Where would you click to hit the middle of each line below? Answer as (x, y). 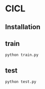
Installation (23, 27)
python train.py (22, 55)
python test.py (21, 82)
